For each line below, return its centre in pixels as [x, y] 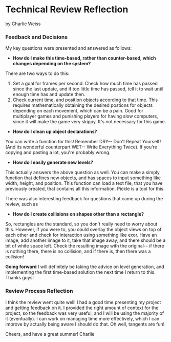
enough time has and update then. [49, 94]
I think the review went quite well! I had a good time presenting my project [83, 302]
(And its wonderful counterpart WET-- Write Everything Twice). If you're [81, 147]
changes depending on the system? [52, 64]
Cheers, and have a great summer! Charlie [50, 334]
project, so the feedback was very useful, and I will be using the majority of [85, 313]
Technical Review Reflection [67, 9]
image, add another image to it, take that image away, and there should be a [85, 240]
